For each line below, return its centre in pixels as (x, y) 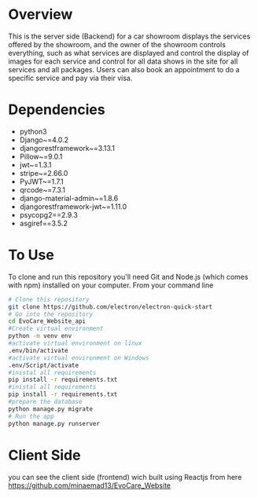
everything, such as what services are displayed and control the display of (129, 53)
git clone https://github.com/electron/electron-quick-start (111, 307)
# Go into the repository (50, 314)
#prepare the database (45, 402)
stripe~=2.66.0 (44, 173)
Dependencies (57, 110)
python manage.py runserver (54, 423)
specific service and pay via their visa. (70, 78)
